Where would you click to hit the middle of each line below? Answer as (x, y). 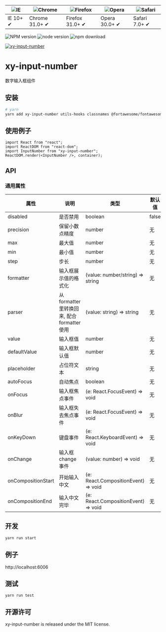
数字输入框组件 (20, 80)
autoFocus (20, 381)
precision (19, 229)
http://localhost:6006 (27, 567)
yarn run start (21, 538)
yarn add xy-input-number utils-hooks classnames (57, 114)
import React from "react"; (34, 143)
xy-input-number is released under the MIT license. (58, 624)
